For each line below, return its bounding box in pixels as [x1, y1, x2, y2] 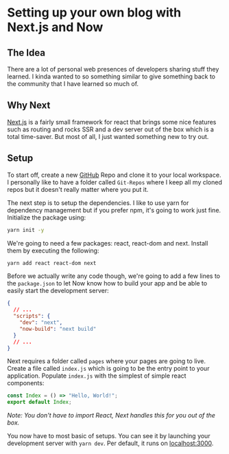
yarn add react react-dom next [7, 259, 97, 266]
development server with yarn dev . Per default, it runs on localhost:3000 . [7, 439, 214, 448]
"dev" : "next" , [19, 319, 63, 326]
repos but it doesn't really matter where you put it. [7, 185, 149, 193]
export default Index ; [7, 399, 72, 406]
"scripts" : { [13, 313, 51, 320]
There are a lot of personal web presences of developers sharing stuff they [7, 65, 219, 73]
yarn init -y [7, 226, 45, 233]
